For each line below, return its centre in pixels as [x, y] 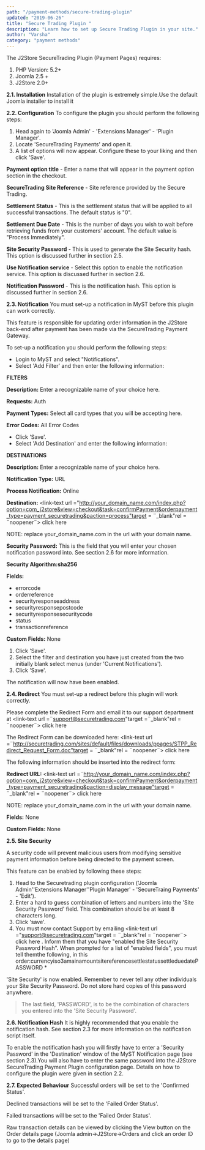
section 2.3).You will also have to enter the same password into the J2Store [101, 1060]
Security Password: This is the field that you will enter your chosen [91, 546]
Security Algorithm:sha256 [42, 564]
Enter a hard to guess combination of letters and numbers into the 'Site [104, 902]
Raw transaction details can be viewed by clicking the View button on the [99, 1127]
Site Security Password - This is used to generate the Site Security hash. [99, 249]
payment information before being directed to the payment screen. [90, 859]
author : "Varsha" [28, 35]
